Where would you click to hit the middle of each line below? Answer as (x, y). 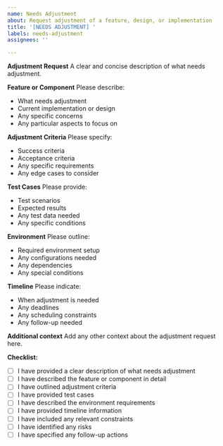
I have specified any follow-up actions (73, 435)
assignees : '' (28, 40)
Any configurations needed (57, 258)
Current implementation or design (66, 109)
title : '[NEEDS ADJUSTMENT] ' (52, 27)
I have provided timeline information (69, 411)
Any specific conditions (52, 223)
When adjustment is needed (58, 300)
